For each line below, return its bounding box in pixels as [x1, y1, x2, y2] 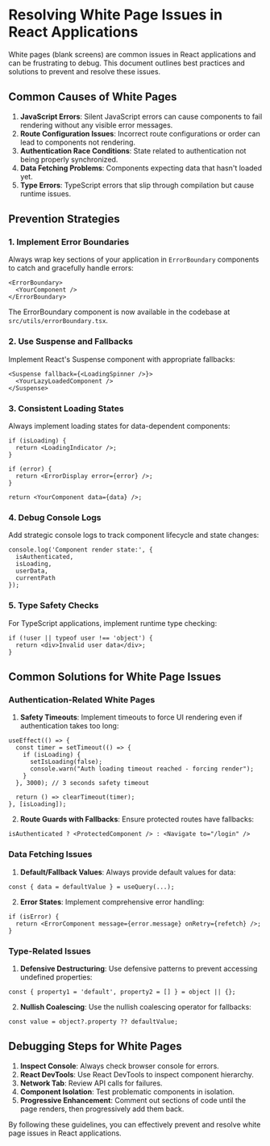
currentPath [15, 574, 56, 582]
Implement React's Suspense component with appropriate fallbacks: [8, 354, 235, 364]
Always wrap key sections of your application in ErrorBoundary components [8, 254, 260, 264]
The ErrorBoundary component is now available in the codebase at [8, 307, 231, 317]
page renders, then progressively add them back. [19, 1104, 185, 1114]
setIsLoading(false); [29, 758, 103, 766]
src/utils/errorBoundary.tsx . [8, 316, 109, 325]
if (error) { [8, 465, 52, 473]
